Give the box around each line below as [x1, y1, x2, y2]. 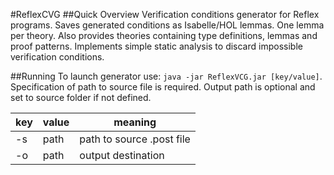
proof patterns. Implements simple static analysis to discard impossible [10, 40, 303, 52]
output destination [79, 149, 165, 162]
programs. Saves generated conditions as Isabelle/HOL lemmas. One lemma [10, 19, 325, 31]
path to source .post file [79, 132, 191, 146]
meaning [113, 115, 157, 129]
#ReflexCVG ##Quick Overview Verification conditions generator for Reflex [10, 9, 320, 20]
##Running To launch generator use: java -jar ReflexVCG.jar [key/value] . [10, 70, 323, 82]
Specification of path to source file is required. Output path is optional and [10, 81, 316, 93]
